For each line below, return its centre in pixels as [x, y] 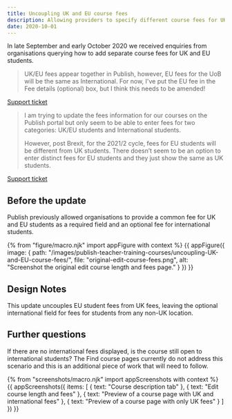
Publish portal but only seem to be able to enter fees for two [109, 123]
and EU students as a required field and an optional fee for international [109, 224]
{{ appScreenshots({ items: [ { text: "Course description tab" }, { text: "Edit [113, 387]
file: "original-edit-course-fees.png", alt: [131, 260]
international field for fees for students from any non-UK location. [100, 313]
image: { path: [27, 253]
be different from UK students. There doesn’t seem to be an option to [122, 151]
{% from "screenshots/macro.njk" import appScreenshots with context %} [113, 379]
